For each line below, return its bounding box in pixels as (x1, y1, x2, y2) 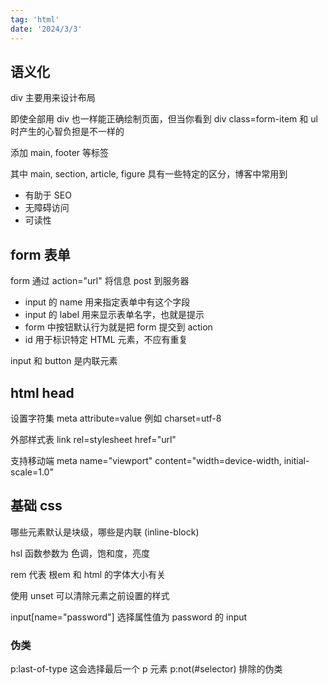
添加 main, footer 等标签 (10, 147, 110, 159)
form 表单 (10, 246, 71, 263)
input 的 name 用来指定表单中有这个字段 (24, 296, 191, 308)
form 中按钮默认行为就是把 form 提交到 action (24, 321, 213, 333)
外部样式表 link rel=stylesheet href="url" (10, 433, 177, 445)
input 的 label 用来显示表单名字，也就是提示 (24, 309, 205, 321)
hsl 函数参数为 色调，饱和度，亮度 (10, 547, 150, 559)
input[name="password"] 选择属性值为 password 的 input (10, 611, 248, 623)
